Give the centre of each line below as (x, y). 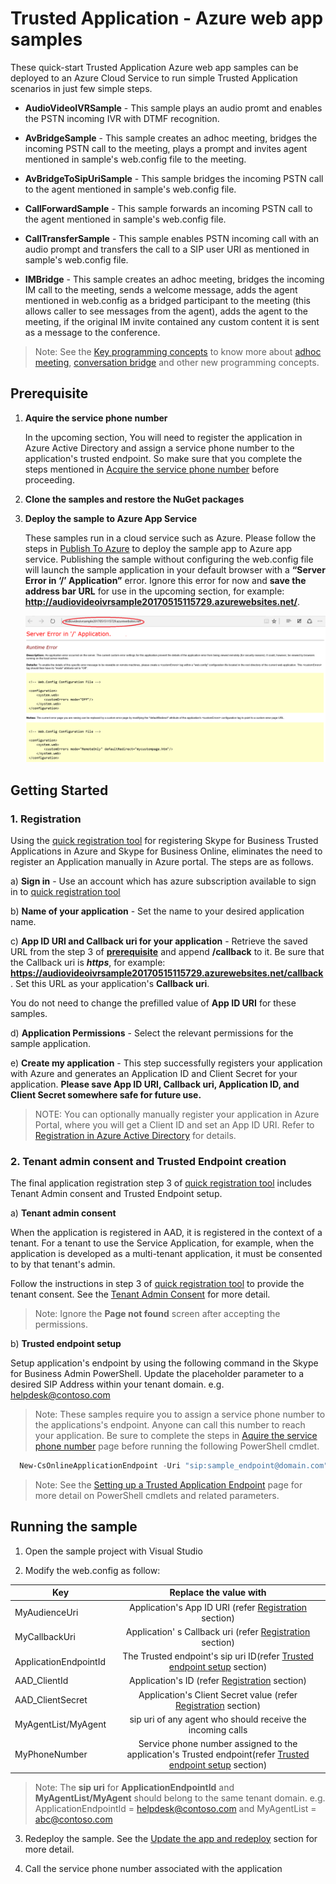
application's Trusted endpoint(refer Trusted (218, 1754)
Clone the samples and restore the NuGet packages (134, 499)
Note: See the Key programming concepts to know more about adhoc (178, 351)
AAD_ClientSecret (51, 1700)
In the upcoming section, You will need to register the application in (163, 437)
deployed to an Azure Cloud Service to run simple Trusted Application (154, 78)
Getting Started (59, 790)
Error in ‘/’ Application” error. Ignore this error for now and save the (165, 580)
